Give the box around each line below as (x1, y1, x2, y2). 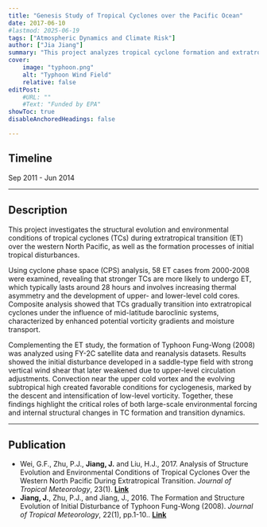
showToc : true (8, 108, 56, 116)
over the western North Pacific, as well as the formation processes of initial (8, 241, 254, 251)
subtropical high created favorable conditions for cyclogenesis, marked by (8, 382, 252, 392)
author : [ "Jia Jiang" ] (8, 41, 83, 49)
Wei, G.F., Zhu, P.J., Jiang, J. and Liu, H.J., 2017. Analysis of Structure (19, 459, 249, 469)
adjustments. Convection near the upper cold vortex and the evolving (8, 373, 235, 383)
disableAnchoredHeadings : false (8, 115, 115, 123)
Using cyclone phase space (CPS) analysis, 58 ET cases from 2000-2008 (8, 265, 250, 275)
